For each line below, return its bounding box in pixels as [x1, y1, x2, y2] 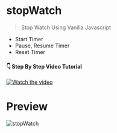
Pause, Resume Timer [14, 42, 70, 49]
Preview [6, 100, 48, 114]
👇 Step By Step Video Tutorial [6, 63, 83, 70]
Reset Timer [14, 48, 45, 55]
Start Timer [14, 35, 43, 43]
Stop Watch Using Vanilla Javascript [21, 24, 112, 31]
